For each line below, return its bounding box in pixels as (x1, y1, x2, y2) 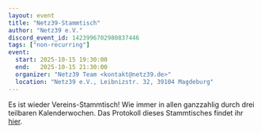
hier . (8, 116, 23, 126)
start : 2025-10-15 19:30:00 (15, 56, 108, 64)
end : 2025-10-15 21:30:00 (15, 63, 108, 71)
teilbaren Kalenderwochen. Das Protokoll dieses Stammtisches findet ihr (8, 108, 244, 117)
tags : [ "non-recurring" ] (8, 41, 90, 49)
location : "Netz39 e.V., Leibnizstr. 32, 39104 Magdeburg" (15, 78, 214, 85)
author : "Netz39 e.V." (8, 26, 83, 34)
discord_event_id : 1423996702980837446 (8, 33, 140, 42)
